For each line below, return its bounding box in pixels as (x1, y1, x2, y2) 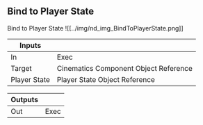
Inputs (19, 40, 42, 50)
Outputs (10, 94, 38, 104)
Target (10, 63, 33, 73)
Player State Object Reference (56, 74, 155, 84)
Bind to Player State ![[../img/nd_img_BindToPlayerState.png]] (7, 24, 184, 32)
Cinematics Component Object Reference (56, 63, 193, 73)
